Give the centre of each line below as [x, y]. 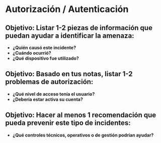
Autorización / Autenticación [67, 9]
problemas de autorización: [49, 82]
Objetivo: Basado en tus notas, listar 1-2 [69, 74]
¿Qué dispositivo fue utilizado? [46, 58]
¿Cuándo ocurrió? [32, 53]
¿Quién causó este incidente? [44, 48]
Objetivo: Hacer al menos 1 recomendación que [81, 115]
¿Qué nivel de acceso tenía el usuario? [54, 94]
